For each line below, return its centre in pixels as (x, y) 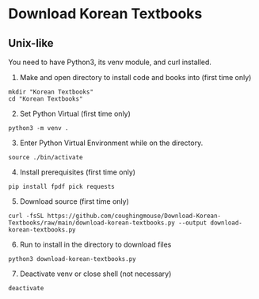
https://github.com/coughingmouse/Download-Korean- (134, 216)
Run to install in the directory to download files (95, 244)
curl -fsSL (26, 216)
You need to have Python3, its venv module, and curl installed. (110, 62)
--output (192, 223)
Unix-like (31, 43)
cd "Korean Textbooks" (46, 99)
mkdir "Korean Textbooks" (51, 92)
